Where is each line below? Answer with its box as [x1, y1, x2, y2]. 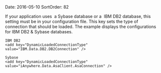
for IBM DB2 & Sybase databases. [5, 29, 73, 34]
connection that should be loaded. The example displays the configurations [5, 24, 157, 29]
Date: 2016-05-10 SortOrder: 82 [5, 4, 69, 10]
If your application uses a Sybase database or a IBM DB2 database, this [5, 14, 151, 19]
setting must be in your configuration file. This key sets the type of [5, 19, 139, 24]
